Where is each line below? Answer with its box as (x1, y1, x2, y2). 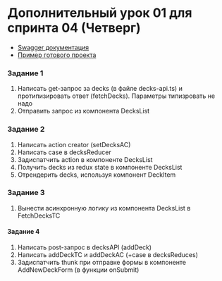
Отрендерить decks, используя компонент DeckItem (17, 170, 176, 179)
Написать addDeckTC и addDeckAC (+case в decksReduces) (17, 251, 199, 259)
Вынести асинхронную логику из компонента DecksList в (17, 204, 191, 212)
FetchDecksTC (17, 211, 61, 220)
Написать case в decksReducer (17, 148, 111, 156)
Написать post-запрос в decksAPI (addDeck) (17, 243, 152, 251)
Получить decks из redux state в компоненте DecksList (17, 163, 183, 171)
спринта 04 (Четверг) (7, 20, 141, 36)
